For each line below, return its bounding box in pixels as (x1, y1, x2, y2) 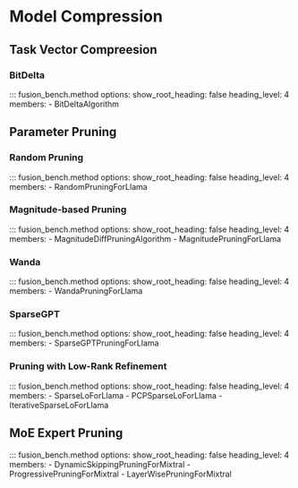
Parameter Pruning (9, 124, 117, 140)
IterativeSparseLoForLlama (9, 399, 109, 410)
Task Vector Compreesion (9, 42, 158, 57)
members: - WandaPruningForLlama (9, 286, 143, 296)
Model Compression (9, 6, 163, 27)
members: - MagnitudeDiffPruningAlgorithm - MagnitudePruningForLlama (9, 233, 282, 244)
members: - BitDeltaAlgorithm (9, 98, 119, 109)
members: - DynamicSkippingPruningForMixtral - (9, 458, 191, 469)
